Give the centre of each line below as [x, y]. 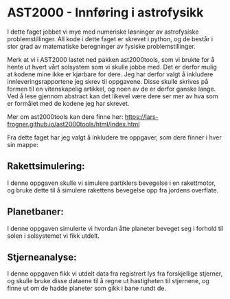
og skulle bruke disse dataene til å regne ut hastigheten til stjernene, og [108, 281]
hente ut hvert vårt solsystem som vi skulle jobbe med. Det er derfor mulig [112, 67]
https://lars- [142, 117]
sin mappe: [23, 144]
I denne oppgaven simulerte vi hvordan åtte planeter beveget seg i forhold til [115, 228]
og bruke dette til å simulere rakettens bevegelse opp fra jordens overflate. [113, 190]
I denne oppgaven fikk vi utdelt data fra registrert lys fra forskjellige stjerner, [115, 274]
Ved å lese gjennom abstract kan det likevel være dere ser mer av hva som [113, 96]
